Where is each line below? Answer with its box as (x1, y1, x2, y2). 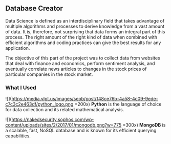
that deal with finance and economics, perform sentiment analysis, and (5, 60, 155, 66)
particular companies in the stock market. (5, 71, 93, 77)
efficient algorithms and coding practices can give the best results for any (5, 39, 161, 46)
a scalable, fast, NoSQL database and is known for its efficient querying (5, 128, 157, 134)
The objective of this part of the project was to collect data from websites (5, 55, 160, 61)
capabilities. (5, 133, 31, 139)
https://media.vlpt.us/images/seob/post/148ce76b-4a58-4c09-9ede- (11, 96, 158, 102)
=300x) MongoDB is (122, 122, 166, 128)
